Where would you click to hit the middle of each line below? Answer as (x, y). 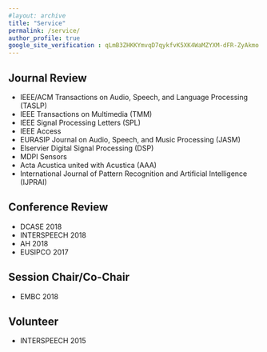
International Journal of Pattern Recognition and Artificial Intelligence (133, 174)
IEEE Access (40, 131)
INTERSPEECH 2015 (53, 341)
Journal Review (48, 78)
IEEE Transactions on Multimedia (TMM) (86, 114)
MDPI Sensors (44, 156)
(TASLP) (34, 106)
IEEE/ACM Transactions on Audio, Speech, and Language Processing (134, 97)
